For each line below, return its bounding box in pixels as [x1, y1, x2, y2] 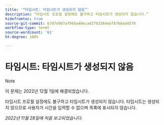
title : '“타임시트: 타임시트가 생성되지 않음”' [5, 7, 89, 12]
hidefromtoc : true [5, 16, 43, 21]
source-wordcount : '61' [5, 30, 54, 35]
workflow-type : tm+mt [5, 25, 50, 30]
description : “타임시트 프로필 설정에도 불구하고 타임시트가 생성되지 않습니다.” [5, 12, 149, 17]
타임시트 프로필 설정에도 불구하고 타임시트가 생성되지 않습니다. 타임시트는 [5, 99, 147, 104]
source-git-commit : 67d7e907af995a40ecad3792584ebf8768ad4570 [5, 21, 136, 26]
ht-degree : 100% [5, 35, 39, 40]
